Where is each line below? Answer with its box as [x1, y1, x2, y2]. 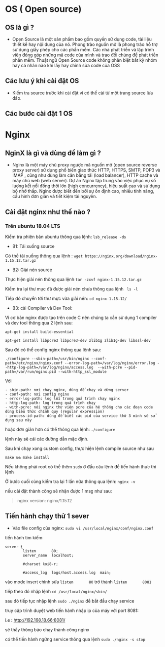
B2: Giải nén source [12, 267, 53, 273]
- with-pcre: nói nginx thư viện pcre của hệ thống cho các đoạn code [5, 404, 153, 409]
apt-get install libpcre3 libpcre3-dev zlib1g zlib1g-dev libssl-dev [5, 338, 151, 343]
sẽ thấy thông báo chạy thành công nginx [5, 626, 90, 633]
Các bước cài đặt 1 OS [5, 110, 73, 118]
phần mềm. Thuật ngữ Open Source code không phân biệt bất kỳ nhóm [12, 57, 157, 63]
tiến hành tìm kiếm [5, 534, 43, 540]
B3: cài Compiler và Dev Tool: [12, 305, 73, 311]
